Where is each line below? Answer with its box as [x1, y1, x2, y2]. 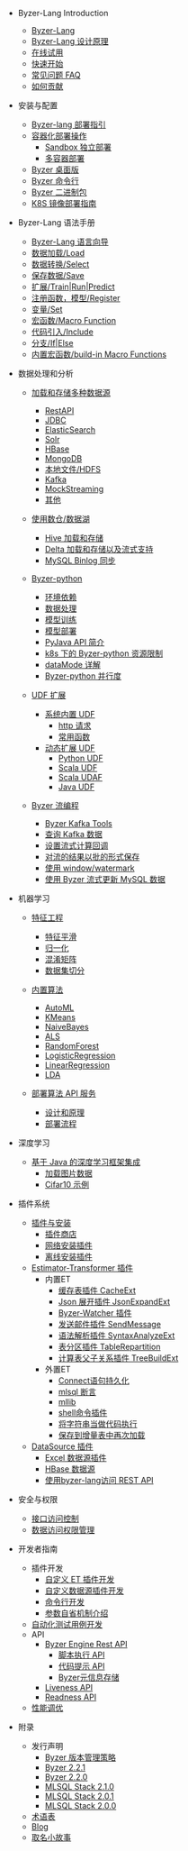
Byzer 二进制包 [31, 187, 87, 197]
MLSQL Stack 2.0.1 [44, 1791, 114, 1801]
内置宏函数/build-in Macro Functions [31, 349, 167, 360]
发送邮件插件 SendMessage [58, 1319, 162, 1329]
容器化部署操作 [31, 131, 87, 141]
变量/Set [31, 304, 63, 315]
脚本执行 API [58, 1649, 105, 1660]
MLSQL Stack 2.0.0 [44, 1801, 117, 1810]
